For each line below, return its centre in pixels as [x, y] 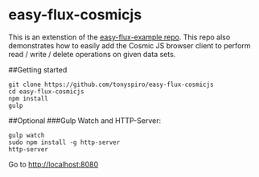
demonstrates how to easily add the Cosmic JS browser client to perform [129, 45]
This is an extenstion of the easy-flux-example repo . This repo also [119, 37]
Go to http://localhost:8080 [53, 164]
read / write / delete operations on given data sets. [92, 54]
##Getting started [38, 69]
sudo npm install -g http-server [64, 142]
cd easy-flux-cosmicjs [46, 91]
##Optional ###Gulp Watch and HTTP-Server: [85, 120]
